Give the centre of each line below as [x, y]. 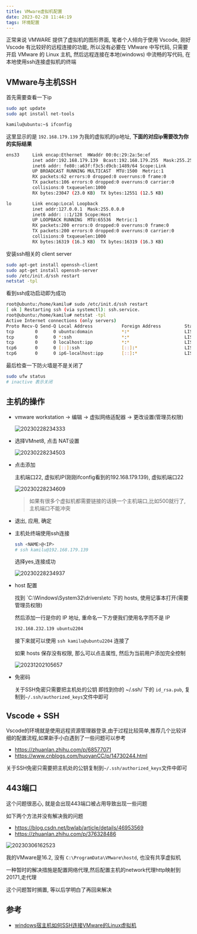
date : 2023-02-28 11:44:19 [39, 17]
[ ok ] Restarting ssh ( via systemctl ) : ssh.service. [73, 310]
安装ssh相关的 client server [39, 253]
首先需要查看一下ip [29, 97]
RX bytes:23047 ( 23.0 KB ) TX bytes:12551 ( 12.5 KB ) [98, 193]
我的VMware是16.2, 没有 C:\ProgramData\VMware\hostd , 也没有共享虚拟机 [94, 857]
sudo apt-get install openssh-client [52, 265]
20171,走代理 [21, 877]
